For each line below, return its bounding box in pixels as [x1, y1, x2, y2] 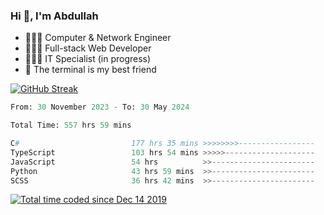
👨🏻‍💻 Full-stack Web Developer [24, 42, 152, 54]
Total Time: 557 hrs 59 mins [10, 120, 132, 131]
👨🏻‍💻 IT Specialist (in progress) [24, 53, 152, 65]
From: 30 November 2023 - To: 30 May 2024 [10, 102, 190, 113]
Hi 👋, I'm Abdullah [10, 9, 99, 23]
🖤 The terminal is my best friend [24, 64, 157, 76]
